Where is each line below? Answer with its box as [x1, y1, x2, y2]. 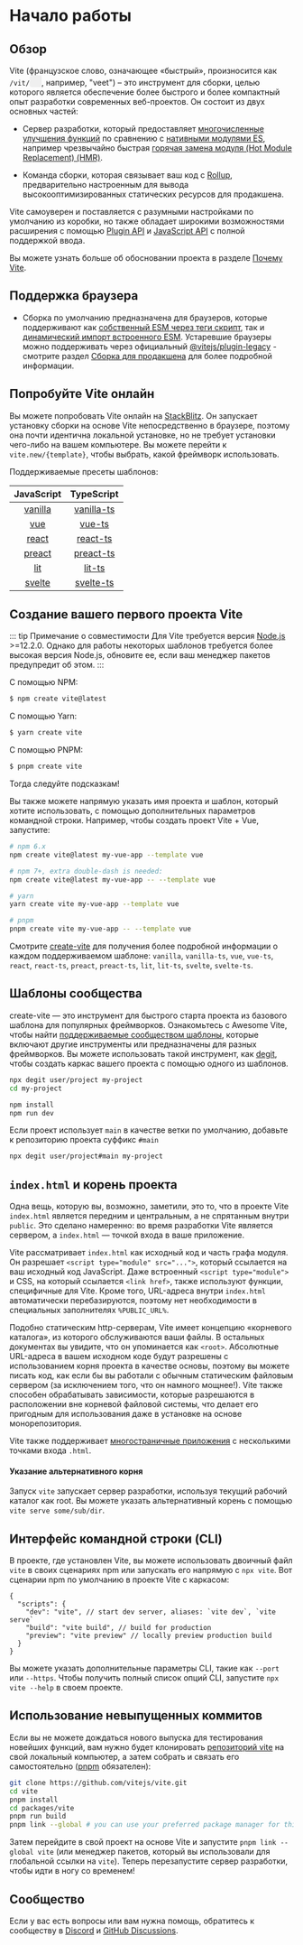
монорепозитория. [9, 1418, 82, 1429]
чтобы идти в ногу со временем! [9, 1866, 135, 1876]
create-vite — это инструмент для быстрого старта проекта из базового [9, 1010, 288, 1021]
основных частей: [9, 106, 78, 116]
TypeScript [69, 487, 119, 500]
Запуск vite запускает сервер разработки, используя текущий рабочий [9, 1486, 288, 1496]
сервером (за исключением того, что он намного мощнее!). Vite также [9, 1380, 283, 1391]
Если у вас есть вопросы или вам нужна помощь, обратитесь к [9, 1915, 255, 1926]
